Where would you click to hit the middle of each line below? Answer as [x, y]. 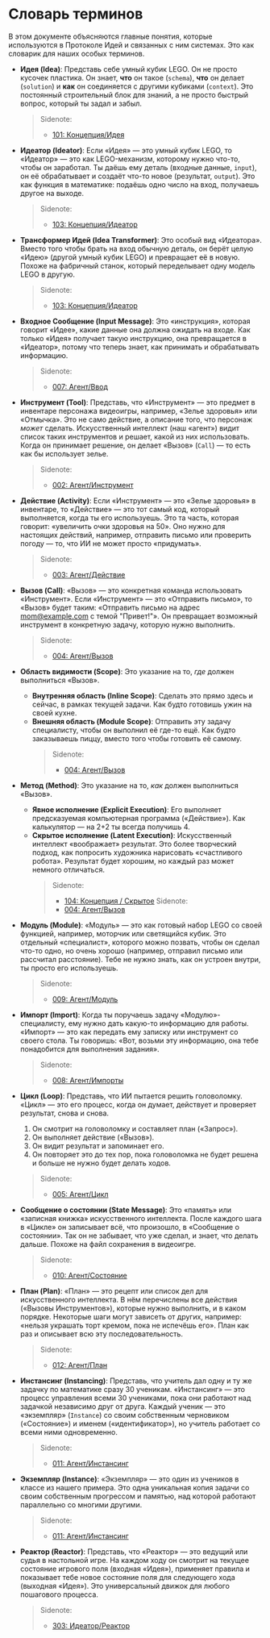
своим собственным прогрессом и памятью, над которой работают [138, 1496]
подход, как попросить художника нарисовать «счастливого [137, 852]
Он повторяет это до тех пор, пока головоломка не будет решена [145, 1154]
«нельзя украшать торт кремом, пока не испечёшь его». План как [135, 1325]
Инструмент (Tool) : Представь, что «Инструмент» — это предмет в [137, 402]
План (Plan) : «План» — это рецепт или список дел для [114, 1290]
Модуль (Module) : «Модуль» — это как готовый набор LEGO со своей [141, 925]
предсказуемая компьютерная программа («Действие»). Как [139, 818]
